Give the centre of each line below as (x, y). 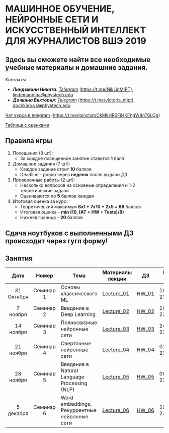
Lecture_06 (116, 410)
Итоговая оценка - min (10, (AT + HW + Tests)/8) (72, 212)
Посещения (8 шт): (33, 153)
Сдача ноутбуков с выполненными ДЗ (70, 233)
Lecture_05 (116, 377)
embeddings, (76, 404)
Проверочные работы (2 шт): (44, 180)
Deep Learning (78, 314)
